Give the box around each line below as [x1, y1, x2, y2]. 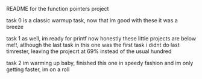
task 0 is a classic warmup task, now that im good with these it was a [6, 17, 178, 24]
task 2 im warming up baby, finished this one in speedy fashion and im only [6, 60, 194, 66]
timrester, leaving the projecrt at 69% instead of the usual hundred [6, 48, 172, 55]
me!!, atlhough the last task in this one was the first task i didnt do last [6, 42, 180, 48]
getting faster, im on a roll [6, 66, 70, 73]
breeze [6, 24, 24, 30]
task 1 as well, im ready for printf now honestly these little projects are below [6, 35, 197, 42]
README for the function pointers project [6, 5, 109, 12]
